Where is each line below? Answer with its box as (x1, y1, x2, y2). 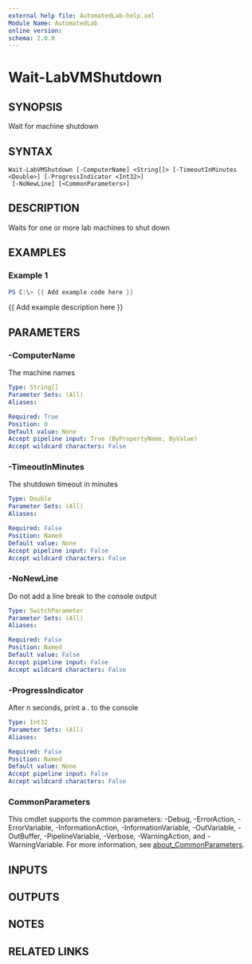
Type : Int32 (8, 718, 48, 726)
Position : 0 (8, 420, 48, 428)
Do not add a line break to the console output (8, 591, 157, 601)
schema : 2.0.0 (8, 34, 56, 42)
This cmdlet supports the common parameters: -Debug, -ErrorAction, (8, 814, 237, 824)
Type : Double (8, 495, 52, 503)
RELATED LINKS (8, 945, 89, 958)
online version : (8, 26, 62, 34)
